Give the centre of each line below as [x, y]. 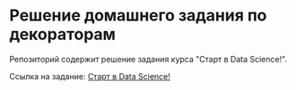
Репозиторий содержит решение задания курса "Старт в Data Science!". [148, 59]
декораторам [63, 34]
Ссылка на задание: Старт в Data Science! [90, 76]
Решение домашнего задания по [138, 16]
